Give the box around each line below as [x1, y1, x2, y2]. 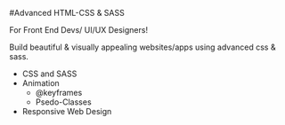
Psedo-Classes [35, 97, 92, 107]
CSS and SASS [21, 68, 77, 79]
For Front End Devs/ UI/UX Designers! [9, 25, 149, 35]
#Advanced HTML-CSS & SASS [9, 8, 125, 18]
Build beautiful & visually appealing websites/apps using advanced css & [9, 42, 276, 52]
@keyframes [35, 88, 83, 98]
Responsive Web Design [21, 106, 112, 116]
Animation [21, 78, 60, 88]
